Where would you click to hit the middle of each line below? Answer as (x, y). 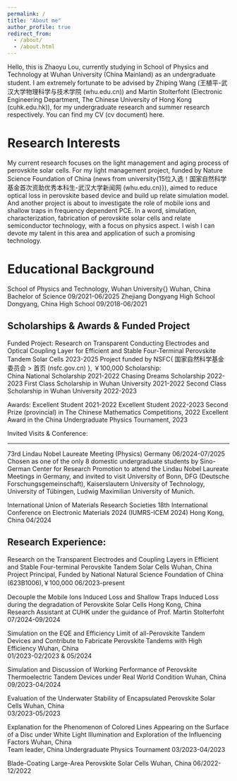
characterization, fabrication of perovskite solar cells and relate (99, 218)
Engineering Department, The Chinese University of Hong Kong (99, 99)
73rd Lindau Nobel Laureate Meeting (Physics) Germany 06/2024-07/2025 (116, 453)
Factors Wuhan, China (39, 742)
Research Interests (64, 143)
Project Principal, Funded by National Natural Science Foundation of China (115, 574)
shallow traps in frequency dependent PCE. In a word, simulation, (102, 210)
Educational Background (81, 269)
